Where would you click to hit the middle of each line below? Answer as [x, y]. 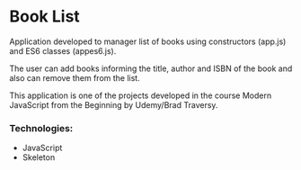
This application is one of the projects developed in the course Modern [141, 95]
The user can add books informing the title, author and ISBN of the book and [151, 68]
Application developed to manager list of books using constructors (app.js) [148, 41]
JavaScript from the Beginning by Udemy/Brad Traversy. [114, 104]
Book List [45, 17]
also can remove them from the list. [75, 77]
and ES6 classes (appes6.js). [63, 50]
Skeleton [39, 157]
